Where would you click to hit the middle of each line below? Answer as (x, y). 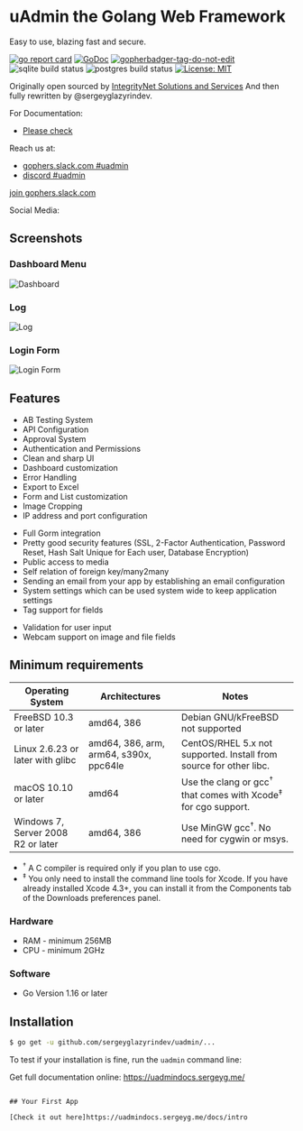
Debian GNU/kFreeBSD (230, 717)
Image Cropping (52, 506)
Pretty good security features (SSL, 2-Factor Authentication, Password (154, 543)
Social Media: (35, 210)
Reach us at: (32, 148)
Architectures (131, 696)
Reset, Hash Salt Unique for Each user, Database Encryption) (136, 553)
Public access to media (66, 562)
